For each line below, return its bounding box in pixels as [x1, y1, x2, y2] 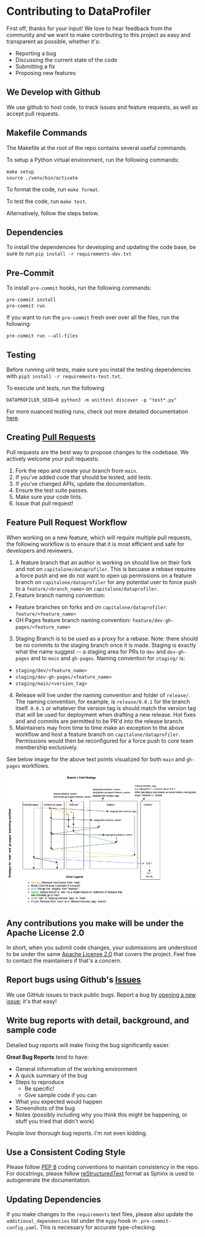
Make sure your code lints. [15, 493, 83, 500]
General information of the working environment [15, 1065, 137, 1072]
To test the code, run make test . [6, 197, 87, 205]
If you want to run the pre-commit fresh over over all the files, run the [6, 314, 180, 321]
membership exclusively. [15, 743, 79, 751]
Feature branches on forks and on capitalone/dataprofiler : [15, 603, 168, 611]
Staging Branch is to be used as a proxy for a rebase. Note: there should [15, 634, 198, 642]
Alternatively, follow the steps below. [6, 209, 99, 216]
